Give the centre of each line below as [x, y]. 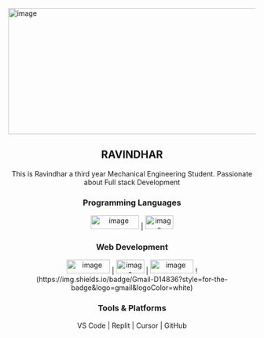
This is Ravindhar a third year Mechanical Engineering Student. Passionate [132, 173]
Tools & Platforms [132, 308]
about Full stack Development [132, 182]
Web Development [132, 247]
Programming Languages [132, 202]
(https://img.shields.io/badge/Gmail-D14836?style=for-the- [132, 280]
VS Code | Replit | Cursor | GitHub [132, 325]
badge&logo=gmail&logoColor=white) [132, 288]
